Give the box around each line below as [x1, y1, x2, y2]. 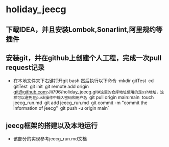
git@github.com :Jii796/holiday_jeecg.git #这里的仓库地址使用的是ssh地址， [13, 89, 160, 95]
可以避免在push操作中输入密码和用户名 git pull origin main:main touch [17, 94, 154, 101]
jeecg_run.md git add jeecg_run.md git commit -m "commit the [13, 100, 148, 106]
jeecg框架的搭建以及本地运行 [6, 121, 98, 130]
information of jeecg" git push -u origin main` [13, 105, 109, 111]
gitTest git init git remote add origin [13, 83, 89, 90]
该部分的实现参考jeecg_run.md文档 [13, 136, 87, 142]
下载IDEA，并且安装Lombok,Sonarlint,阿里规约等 [6, 25, 163, 34]
